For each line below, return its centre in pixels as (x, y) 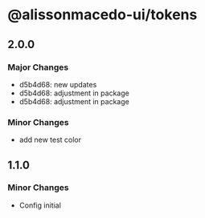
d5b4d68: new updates (58, 84)
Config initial (40, 205)
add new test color (50, 140)
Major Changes (38, 67)
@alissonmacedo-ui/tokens (102, 15)
